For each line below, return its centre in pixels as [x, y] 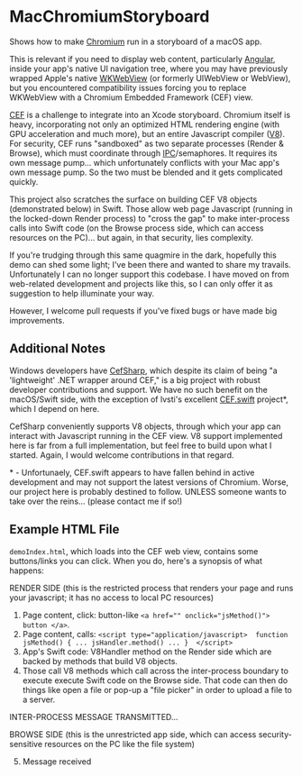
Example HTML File [64, 530]
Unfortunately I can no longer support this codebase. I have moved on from [150, 274]
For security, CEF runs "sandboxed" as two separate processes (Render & [146, 143]
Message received [57, 761]
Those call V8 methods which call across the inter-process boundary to [155, 671]
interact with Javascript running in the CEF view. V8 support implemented [146, 435]
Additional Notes [58, 349]
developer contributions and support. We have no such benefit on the [138, 389]
